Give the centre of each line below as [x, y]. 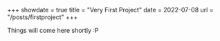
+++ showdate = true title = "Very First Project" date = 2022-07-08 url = [110, 10]
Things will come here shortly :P [53, 30]
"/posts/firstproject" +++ [43, 17]
